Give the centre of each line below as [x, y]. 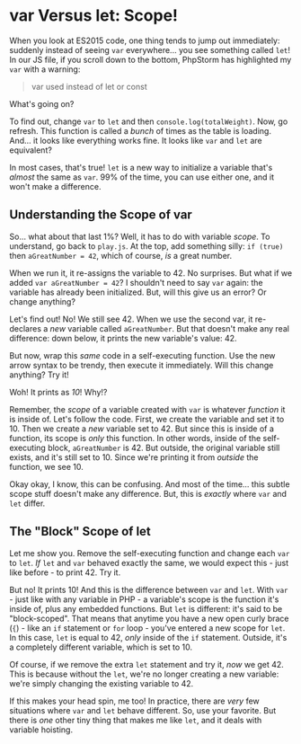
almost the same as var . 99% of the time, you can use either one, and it [142, 177]
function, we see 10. [46, 466]
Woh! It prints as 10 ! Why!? [58, 392]
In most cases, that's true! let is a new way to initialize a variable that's [141, 167]
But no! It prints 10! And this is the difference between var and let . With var [149, 589]
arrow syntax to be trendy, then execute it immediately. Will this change [142, 365]
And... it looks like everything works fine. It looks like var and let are [136, 140]
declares [26, 328]
